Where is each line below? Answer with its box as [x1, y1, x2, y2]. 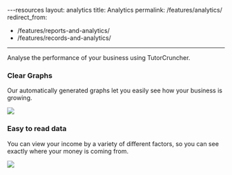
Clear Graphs [7, 70, 53, 80]
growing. [7, 94, 32, 102]
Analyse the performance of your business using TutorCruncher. [7, 54, 191, 61]
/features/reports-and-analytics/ [17, 27, 110, 34]
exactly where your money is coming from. [7, 147, 129, 155]
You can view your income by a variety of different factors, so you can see [7, 139, 220, 147]
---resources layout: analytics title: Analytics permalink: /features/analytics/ [7, 6, 222, 14]
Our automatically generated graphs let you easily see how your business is [7, 86, 223, 95]
